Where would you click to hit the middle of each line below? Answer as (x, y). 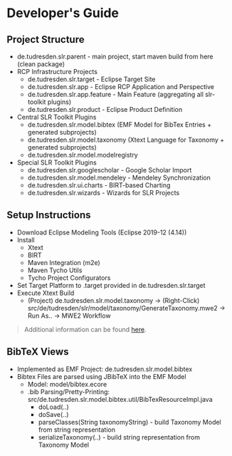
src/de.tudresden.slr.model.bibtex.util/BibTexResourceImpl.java (120, 399)
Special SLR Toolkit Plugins (57, 162)
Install (26, 239)
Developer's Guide (63, 13)
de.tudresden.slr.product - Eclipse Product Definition (105, 109)
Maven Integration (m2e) (64, 262)
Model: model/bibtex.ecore (67, 384)
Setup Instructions (49, 215)
